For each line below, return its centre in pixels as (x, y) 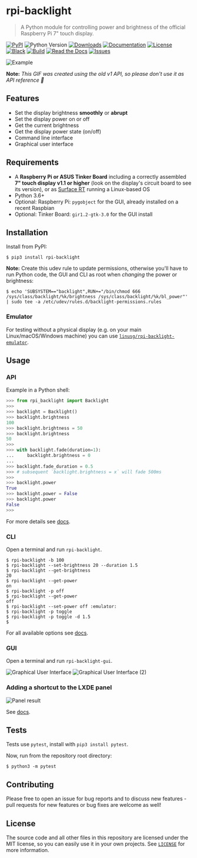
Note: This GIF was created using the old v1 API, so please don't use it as (95, 74)
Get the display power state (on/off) (58, 131)
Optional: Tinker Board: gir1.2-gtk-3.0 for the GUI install (84, 214)
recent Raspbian (34, 208)
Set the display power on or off (52, 119)
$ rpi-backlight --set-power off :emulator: (61, 607)
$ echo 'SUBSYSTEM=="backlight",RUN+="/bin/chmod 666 (74, 292)
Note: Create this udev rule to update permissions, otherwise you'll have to (97, 268)
